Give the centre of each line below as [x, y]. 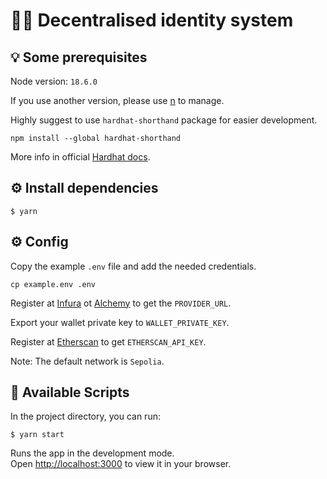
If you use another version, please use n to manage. [117, 100]
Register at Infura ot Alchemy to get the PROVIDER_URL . [121, 303]
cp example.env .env [53, 284]
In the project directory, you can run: [85, 416]
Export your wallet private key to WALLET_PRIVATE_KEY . [120, 322]
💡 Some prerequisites [79, 57]
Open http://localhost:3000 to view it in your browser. [121, 464]
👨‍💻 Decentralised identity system [152, 20]
